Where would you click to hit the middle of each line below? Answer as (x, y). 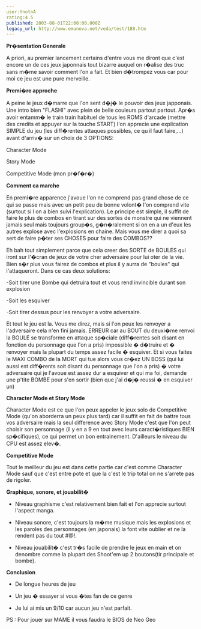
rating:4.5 (20, 17)
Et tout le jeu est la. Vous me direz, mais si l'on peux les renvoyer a (88, 324)
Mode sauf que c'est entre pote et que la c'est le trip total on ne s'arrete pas (100, 474)
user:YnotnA (21, 12)
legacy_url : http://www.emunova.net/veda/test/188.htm (76, 29)
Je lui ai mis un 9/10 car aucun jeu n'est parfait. (73, 608)
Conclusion (21, 573)
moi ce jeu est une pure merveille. (48, 79)
